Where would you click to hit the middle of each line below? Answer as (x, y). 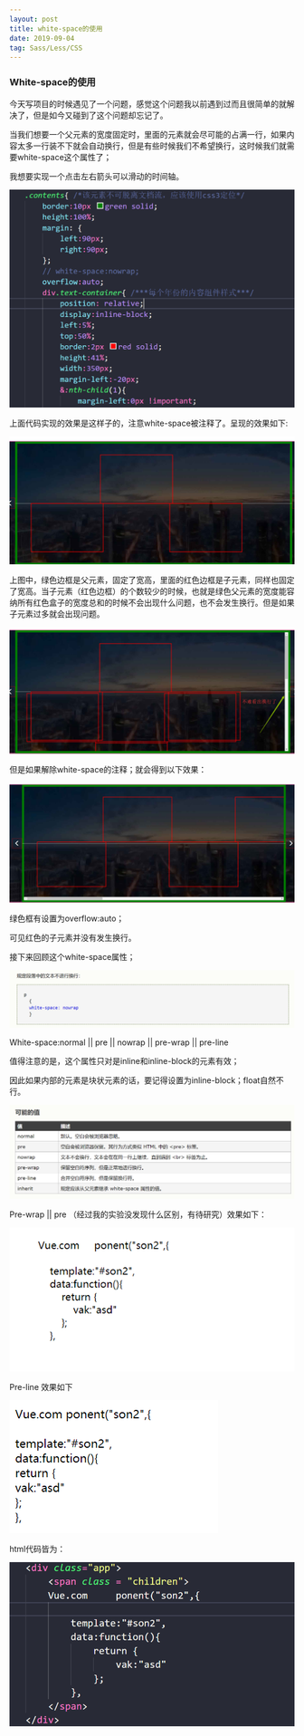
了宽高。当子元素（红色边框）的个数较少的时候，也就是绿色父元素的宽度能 (148, 591)
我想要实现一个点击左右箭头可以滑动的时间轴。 (96, 176)
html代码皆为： (38, 1549)
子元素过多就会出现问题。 (57, 614)
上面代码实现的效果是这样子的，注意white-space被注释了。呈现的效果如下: (149, 423)
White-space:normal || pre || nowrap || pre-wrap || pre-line (119, 1042)
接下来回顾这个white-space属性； (72, 957)
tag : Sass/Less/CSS (46, 48)
